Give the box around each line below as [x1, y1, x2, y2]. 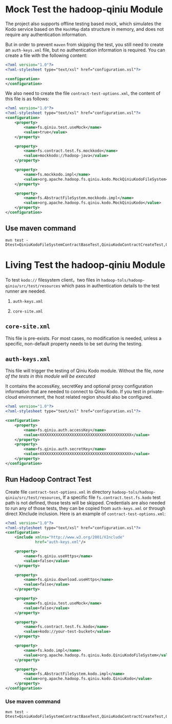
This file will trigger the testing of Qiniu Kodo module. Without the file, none [5, 368, 164, 374]
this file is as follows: [5, 96, 50, 102]
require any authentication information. [5, 31, 88, 37]
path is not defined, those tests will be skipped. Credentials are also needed [5, 499, 165, 506]
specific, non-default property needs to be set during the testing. [5, 340, 143, 347]
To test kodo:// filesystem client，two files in [5, 277, 100, 283]
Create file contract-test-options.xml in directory [5, 488, 111, 495]
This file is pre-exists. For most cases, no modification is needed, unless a [5, 335, 162, 341]
